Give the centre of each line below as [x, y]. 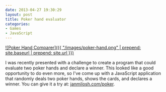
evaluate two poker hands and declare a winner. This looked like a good [79, 68]
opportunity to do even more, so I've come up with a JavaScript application [83, 73]
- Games [13, 29]
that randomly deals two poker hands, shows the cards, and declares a [79, 79]
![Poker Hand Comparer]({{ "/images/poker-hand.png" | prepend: [73, 48]
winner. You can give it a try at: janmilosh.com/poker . [60, 84]
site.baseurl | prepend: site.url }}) [40, 53]
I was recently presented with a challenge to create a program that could [80, 63]
